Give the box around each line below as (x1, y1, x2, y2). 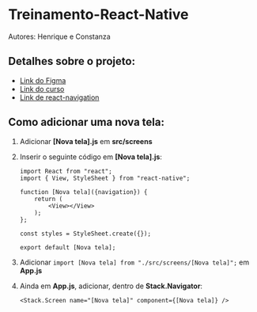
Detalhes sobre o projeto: (8, 55, 136, 68)
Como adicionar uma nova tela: (8, 116, 164, 129)
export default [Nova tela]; (19, 243, 116, 251)
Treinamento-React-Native (8, 6, 189, 24)
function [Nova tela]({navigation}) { (19, 188, 148, 196)
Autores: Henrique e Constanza (8, 32, 111, 41)
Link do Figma (19, 75, 66, 85)
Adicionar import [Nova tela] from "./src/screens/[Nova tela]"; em (19, 257, 250, 267)
